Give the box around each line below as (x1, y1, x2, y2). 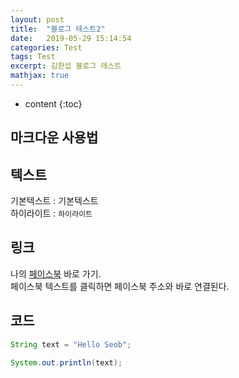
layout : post (10, 14, 65, 25)
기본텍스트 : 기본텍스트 (10, 195, 99, 207)
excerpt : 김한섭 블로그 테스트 (10, 61, 122, 71)
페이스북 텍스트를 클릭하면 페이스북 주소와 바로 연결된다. (10, 280, 230, 292)
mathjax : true (10, 71, 70, 81)
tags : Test (10, 52, 56, 62)
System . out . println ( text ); (10, 357, 123, 368)
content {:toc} (24, 97, 83, 110)
